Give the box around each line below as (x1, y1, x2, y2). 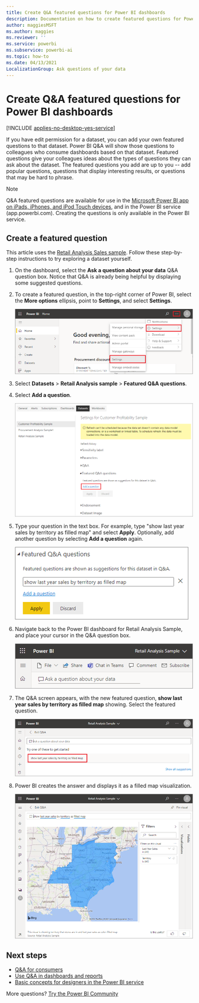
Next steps (6, 950, 47, 960)
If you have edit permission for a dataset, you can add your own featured (6, 136, 184, 143)
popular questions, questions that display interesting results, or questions (6, 168, 185, 175)
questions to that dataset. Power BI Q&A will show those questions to (6, 143, 175, 150)
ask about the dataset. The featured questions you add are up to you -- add (6, 161, 191, 169)
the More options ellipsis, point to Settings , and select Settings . (14, 297, 172, 304)
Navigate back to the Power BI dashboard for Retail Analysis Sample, (14, 626, 183, 633)
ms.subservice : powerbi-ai (6, 48, 73, 53)
